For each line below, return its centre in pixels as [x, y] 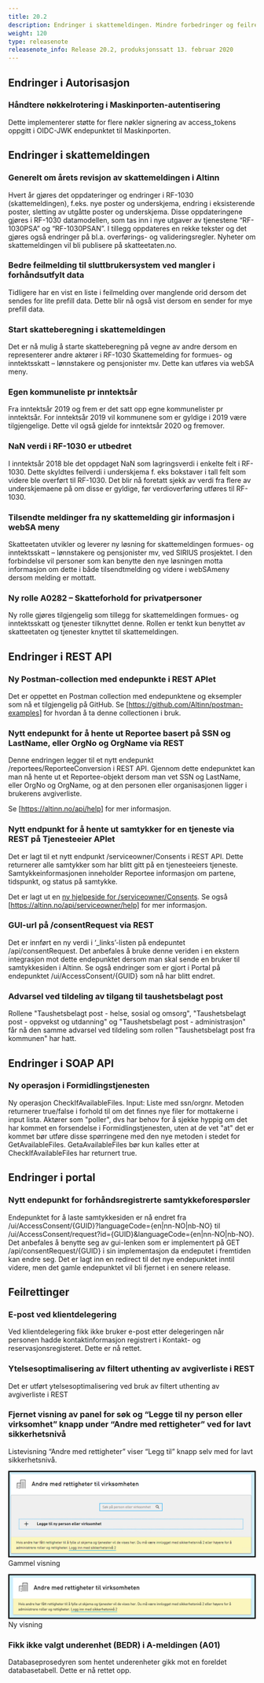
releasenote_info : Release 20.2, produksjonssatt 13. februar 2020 [121, 50]
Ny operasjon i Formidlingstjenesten [79, 1086]
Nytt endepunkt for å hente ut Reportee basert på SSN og [119, 733]
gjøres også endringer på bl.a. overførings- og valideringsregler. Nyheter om [132, 237]
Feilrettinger [39, 1292]
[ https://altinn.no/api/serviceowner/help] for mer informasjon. [108, 905]
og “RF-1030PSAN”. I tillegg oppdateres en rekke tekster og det [145, 228]
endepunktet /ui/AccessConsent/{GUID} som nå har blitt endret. [112, 976]
